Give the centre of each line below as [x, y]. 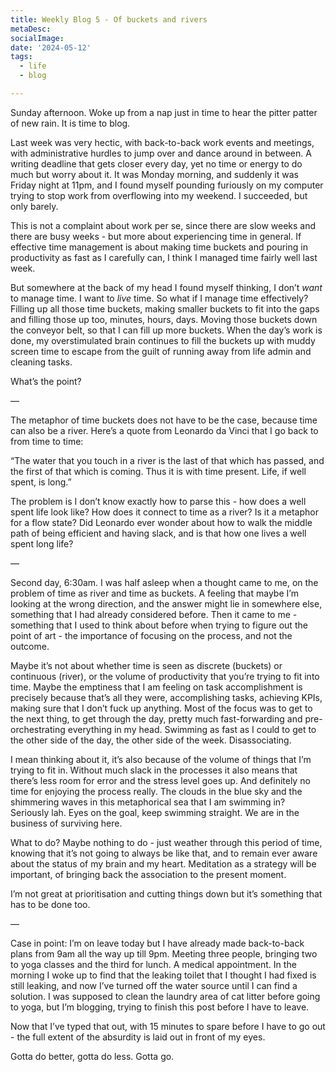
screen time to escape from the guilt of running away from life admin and [161, 351]
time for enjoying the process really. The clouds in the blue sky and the [156, 791]
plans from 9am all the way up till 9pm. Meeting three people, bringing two [164, 953]
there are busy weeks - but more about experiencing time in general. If [156, 236]
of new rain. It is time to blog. [70, 123]
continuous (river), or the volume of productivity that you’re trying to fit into [165, 676]
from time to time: [47, 441]
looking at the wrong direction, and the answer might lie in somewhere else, [166, 603]
